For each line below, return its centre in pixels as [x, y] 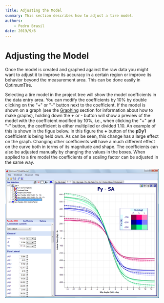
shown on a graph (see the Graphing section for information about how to [79, 110]
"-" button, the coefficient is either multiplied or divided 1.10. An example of [81, 126]
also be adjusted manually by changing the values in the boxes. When [75, 152]
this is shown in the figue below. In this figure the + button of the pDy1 [76, 131]
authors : [14, 21]
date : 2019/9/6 [20, 31]
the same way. [20, 162]
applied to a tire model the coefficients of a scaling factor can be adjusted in [82, 157]
